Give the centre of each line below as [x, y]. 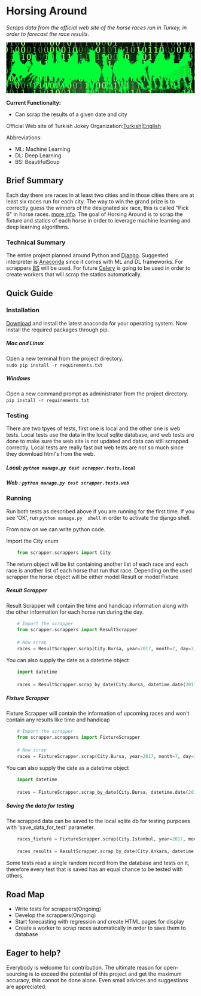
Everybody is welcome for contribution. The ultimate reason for [84, 967]
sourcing [17, 974]
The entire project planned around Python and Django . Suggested [87, 255]
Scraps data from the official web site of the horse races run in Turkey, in [97, 28]
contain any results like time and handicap [58, 720]
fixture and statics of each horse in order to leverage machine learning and [98, 220]
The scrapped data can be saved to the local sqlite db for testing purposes [98, 821]
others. [15, 876]
